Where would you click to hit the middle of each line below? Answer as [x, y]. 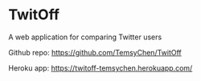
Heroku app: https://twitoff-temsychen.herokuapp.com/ [100, 68]
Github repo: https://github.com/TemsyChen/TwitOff [95, 52]
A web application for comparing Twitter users [85, 37]
